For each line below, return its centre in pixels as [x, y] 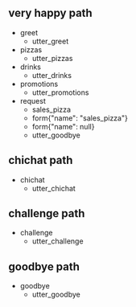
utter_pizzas [52, 58]
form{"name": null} [63, 126]
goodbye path [44, 266]
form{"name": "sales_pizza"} [80, 118]
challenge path [47, 213]
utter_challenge [58, 241]
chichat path [41, 160]
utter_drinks [52, 75]
